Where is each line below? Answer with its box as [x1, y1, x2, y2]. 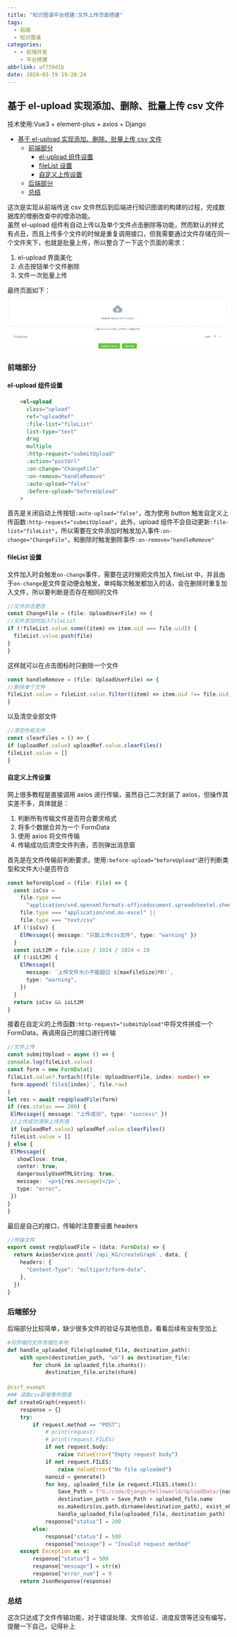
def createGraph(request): [7, 1399, 87, 1406]
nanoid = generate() [44, 1473, 106, 1481]
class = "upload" [25, 405, 71, 413]
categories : [7, 41, 42, 49]
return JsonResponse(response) [20, 1578, 112, 1585]
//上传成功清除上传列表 [10, 1118, 70, 1126]
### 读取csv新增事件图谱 [7, 1392, 72, 1399]
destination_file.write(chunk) [44, 1369, 138, 1376]
